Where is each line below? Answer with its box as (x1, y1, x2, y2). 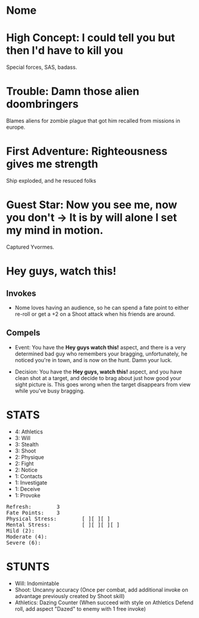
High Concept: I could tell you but (6, 31, 175, 45)
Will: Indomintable (14, 580, 60, 587)
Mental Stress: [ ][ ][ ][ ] (6, 521, 120, 528)
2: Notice (14, 466, 38, 474)
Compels (6, 328, 41, 338)
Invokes (6, 288, 36, 299)
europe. (6, 123, 26, 131)
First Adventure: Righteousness (6, 144, 168, 158)
